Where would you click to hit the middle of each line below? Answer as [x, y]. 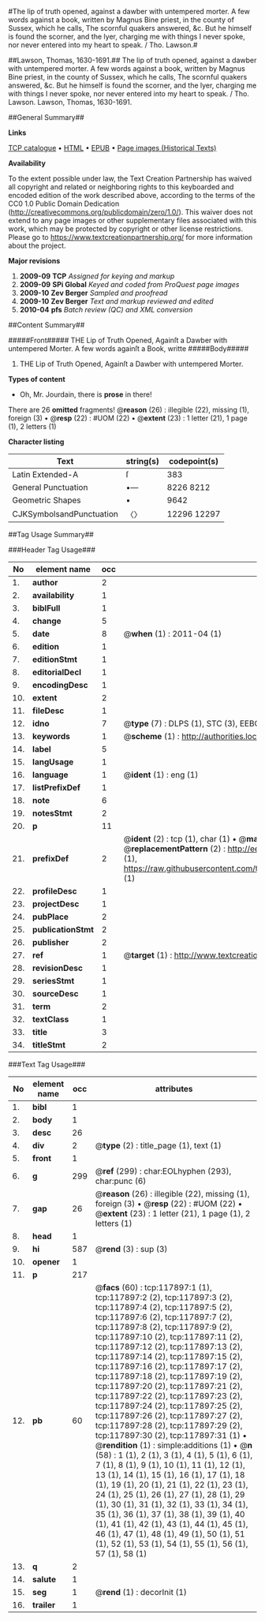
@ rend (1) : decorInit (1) [141, 1592]
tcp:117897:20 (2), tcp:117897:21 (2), [169, 1386]
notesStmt [52, 813]
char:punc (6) [121, 1181]
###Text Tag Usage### [47, 1064]
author [45, 583]
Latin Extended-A [45, 474]
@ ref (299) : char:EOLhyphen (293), [163, 1171]
